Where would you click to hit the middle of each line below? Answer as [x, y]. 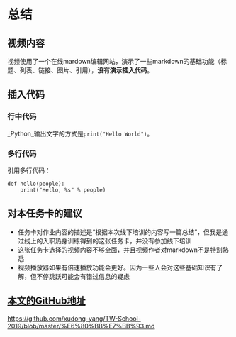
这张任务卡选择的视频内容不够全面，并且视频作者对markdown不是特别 [120, 250]
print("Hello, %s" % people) [63, 190]
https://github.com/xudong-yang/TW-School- [74, 318]
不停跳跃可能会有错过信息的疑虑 [83, 276]
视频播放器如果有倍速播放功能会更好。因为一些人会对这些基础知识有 [117, 267]
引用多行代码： [29, 170]
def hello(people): [36, 184]
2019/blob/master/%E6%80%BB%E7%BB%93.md [81, 326]
